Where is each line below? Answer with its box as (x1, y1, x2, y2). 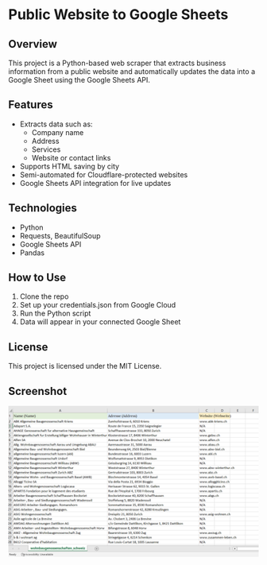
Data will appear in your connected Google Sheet (19, 317, 181, 327)
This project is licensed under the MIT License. (8, 362, 162, 371)
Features (8, 98, 53, 112)
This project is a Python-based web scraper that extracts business (8, 58, 226, 68)
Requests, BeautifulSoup (19, 230, 101, 240)
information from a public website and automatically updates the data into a (8, 67, 256, 76)
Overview (8, 37, 58, 51)
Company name (31, 127, 84, 137)
